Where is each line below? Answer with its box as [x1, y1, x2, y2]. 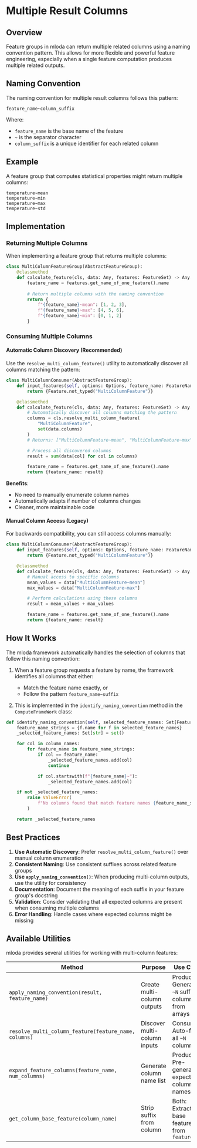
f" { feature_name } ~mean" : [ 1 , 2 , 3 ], [37, 302, 127, 308]
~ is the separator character [14, 133, 82, 140]
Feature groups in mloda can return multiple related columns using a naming [6, 43, 191, 50]
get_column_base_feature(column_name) [9, 1116, 117, 1122]
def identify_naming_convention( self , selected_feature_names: [6, 719, 164, 725]
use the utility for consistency [14, 879, 86, 886]
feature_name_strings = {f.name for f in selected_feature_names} [16, 725, 182, 730]
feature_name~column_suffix [6, 106, 75, 112]
